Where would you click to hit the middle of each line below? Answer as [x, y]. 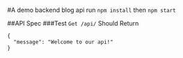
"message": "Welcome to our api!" [63, 42]
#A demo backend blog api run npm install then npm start [91, 10]
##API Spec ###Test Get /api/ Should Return [73, 23]
